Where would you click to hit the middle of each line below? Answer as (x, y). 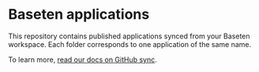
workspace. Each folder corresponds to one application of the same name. (130, 44)
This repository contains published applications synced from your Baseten (129, 36)
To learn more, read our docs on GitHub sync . (83, 59)
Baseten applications (79, 14)
